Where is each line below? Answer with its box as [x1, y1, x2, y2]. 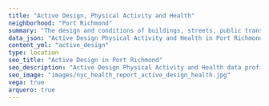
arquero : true [8, 85, 56, 94]
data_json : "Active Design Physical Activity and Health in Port [8, 33, 231, 42]
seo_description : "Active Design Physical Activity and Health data [8, 64, 242, 72]
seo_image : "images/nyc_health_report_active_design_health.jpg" [8, 71, 231, 79]
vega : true [8, 78, 45, 86]
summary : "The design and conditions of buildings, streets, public [8, 26, 242, 34]
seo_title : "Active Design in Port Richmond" [8, 57, 163, 65]
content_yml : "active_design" [8, 41, 110, 49]
